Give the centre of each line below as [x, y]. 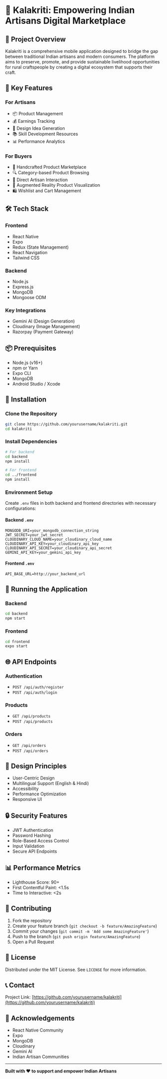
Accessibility [25, 789]
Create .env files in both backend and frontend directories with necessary [81, 503]
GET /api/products [31, 717]
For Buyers [19, 156]
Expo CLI [22, 373]
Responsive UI [27, 799]
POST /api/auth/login [35, 693]
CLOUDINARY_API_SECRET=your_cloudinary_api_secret [59, 548]
